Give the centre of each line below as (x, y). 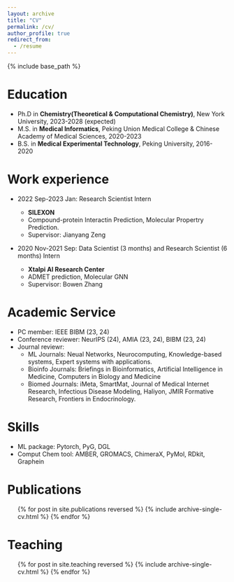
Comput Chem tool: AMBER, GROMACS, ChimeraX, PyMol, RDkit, (111, 454)
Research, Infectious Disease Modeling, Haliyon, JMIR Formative (121, 391)
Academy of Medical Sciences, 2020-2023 (79, 136)
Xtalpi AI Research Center (66, 269)
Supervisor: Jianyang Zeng (67, 235)
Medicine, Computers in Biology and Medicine (94, 376)
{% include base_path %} (44, 66)
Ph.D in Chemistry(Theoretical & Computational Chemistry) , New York (121, 113)
